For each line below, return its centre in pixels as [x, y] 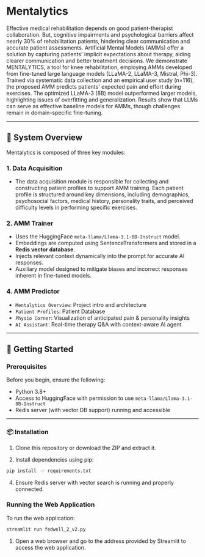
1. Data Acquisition [34, 168]
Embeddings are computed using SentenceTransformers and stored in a [106, 243]
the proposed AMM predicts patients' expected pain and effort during [94, 86]
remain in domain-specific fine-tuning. [55, 113]
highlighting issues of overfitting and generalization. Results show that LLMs [102, 100]
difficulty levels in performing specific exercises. [76, 208]
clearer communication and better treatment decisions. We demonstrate [97, 61]
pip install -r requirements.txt [49, 471]
